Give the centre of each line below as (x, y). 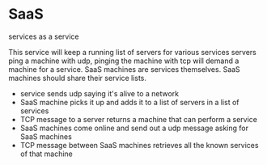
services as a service (44, 36)
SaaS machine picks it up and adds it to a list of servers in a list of (129, 102)
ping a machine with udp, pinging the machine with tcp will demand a (124, 61)
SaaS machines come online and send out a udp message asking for (134, 128)
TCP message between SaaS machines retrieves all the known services (139, 145)
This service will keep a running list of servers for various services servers (132, 52)
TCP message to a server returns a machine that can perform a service (138, 119)
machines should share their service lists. (78, 78)
